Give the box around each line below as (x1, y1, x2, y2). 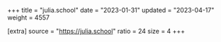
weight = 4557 (7, 13, 50, 22)
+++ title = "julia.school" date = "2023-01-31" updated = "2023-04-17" (7, 6, 215, 14)
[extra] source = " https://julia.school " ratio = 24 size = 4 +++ (7, 27, 186, 35)
